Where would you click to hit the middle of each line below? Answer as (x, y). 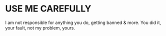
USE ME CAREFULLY (48, 9)
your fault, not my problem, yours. (40, 27)
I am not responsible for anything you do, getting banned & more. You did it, (83, 22)
